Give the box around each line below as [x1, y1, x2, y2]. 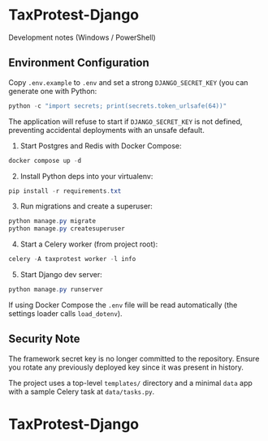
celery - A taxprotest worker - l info [8, 255, 136, 263]
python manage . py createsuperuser [8, 225, 126, 233]
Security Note [8, 332, 80, 346]
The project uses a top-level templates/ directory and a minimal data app [8, 378, 253, 387]
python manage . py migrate [8, 217, 96, 225]
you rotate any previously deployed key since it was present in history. [8, 362, 244, 372]
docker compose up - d [8, 156, 82, 165]
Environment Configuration [8, 56, 149, 70]
